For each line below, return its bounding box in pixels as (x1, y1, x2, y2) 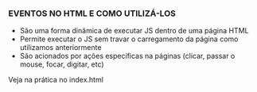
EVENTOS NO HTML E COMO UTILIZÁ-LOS (8, 8, 177, 19)
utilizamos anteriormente (19, 43, 102, 52)
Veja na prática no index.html (8, 75, 103, 85)
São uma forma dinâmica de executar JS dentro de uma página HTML (19, 26, 249, 36)
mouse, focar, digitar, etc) (19, 59, 105, 69)
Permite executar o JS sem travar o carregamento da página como (19, 34, 239, 44)
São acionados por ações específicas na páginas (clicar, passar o (19, 52, 236, 61)
